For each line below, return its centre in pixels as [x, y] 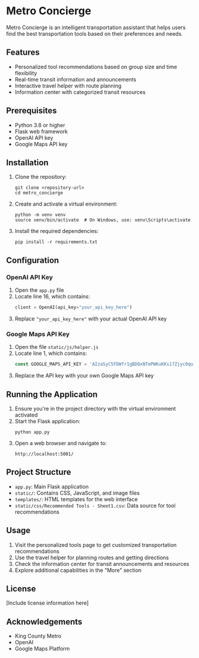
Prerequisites [31, 111]
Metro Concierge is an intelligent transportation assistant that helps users [96, 27]
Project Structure [39, 472]
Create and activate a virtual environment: [66, 204]
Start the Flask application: [48, 421]
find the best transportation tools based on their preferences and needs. [94, 33]
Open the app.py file [39, 290]
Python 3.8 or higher [40, 125]
